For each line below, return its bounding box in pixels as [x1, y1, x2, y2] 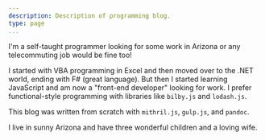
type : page [8, 19, 45, 27]
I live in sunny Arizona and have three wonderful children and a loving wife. [8, 122, 258, 132]
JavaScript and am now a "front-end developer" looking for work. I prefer [8, 82, 252, 93]
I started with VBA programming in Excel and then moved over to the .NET [8, 65, 254, 75]
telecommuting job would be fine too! [8, 50, 133, 60]
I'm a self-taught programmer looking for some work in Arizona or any [8, 41, 241, 51]
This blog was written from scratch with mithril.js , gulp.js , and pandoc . [8, 106, 250, 117]
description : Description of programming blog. [8, 11, 172, 20]
